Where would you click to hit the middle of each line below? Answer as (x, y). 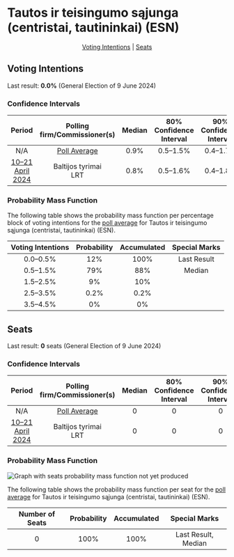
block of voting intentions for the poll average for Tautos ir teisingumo (107, 223)
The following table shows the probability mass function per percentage (110, 215)
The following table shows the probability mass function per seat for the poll (117, 489)
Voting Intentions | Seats (117, 47)
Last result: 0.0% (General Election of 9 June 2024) (82, 86)
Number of (37, 514)
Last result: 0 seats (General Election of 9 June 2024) (84, 346)
